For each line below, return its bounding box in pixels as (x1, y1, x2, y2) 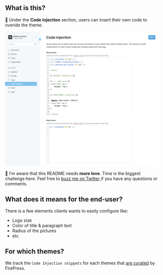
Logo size (12, 217, 32, 223)
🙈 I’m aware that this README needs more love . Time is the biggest (5, 171, 141, 177)
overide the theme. (5, 22, 43, 28)
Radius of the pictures (12, 228, 57, 234)
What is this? (5, 4, 46, 12)
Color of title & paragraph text (12, 223, 72, 229)
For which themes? (5, 247, 64, 255)
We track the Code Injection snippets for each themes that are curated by (5, 260, 155, 266)
